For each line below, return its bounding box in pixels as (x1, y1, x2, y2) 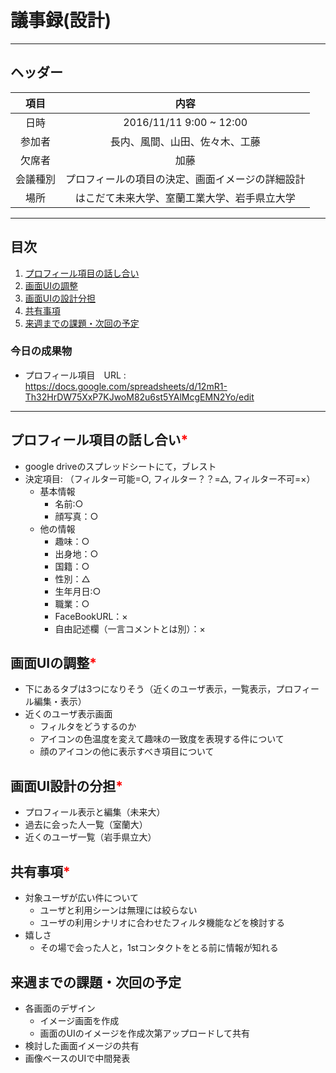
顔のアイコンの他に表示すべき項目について (39, 746, 215, 758)
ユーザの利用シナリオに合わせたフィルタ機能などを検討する (39, 917, 286, 929)
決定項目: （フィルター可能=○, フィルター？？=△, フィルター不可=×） (24, 472, 316, 485)
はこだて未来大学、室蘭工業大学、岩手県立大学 (74, 191, 296, 205)
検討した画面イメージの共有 (24, 1039, 140, 1051)
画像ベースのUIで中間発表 (24, 1052, 131, 1064)
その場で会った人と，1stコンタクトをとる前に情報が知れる (39, 942, 279, 954)
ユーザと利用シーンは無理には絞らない (39, 904, 198, 916)
